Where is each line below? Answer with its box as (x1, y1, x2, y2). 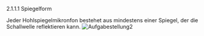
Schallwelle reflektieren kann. (6, 23, 81, 30)
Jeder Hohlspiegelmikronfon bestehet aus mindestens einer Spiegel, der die (6, 17, 198, 23)
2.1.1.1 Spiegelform (6, 5, 52, 12)
